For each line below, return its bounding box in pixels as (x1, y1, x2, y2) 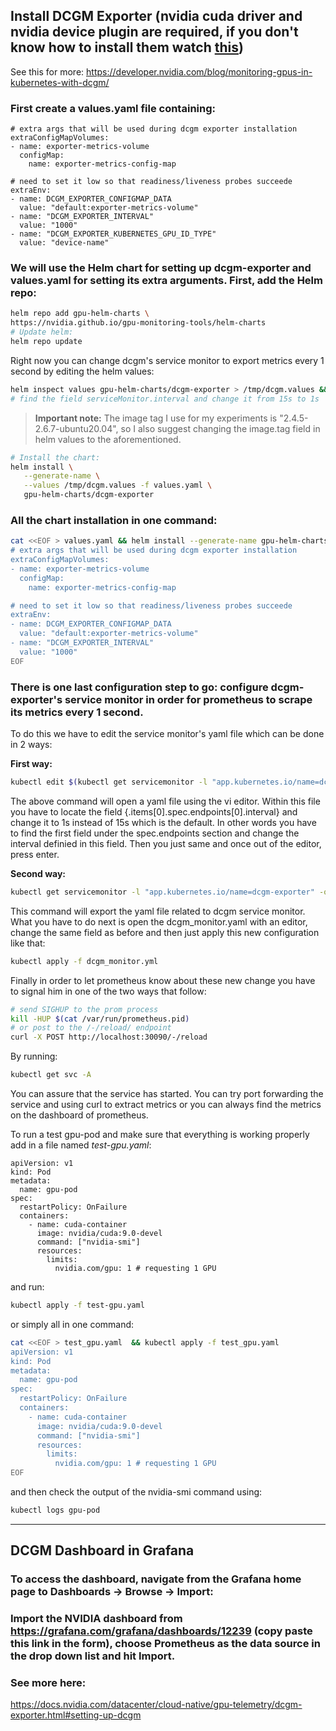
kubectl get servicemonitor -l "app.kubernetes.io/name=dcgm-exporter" (10, 887, 315, 897)
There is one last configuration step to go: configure (10, 680, 269, 694)
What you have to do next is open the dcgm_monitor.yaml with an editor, (10, 915, 308, 928)
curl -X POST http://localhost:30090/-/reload (10, 1032, 208, 1043)
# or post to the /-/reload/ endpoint (10, 1023, 172, 1033)
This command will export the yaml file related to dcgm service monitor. (10, 905, 306, 917)
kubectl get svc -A (10, 1070, 92, 1080)
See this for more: (10, 65, 85, 78)
